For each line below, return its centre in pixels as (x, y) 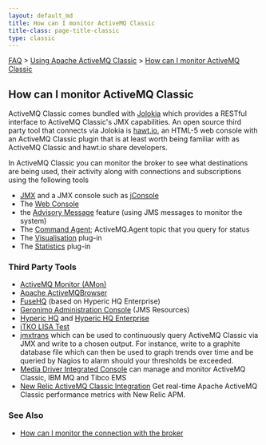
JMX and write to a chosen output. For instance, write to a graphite (130, 344)
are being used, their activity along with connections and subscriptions (125, 172)
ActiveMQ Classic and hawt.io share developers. (88, 148)
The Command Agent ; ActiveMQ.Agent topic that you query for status (135, 229)
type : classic (32, 38)
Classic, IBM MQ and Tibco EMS (73, 378)
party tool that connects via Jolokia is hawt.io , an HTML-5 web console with (133, 131)
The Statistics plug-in (55, 246)
